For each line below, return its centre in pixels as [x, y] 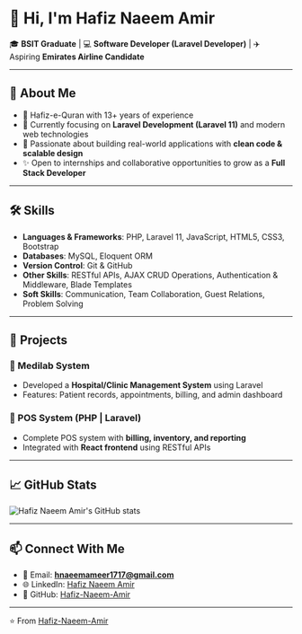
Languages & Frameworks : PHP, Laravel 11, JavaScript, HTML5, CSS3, [153, 236]
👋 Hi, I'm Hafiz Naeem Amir [112, 18]
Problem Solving [53, 304]
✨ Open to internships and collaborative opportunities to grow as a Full [154, 163]
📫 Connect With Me [67, 548]
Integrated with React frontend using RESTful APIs [116, 447]
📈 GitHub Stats [53, 484]
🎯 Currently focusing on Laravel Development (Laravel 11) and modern [154, 124]
